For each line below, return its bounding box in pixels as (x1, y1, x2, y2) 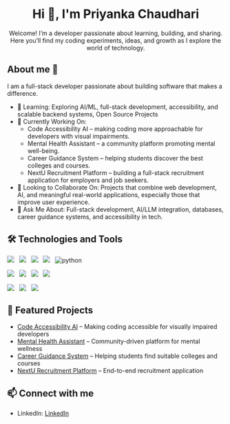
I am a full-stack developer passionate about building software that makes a (7, 82, 222, 90)
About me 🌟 (7, 63, 59, 75)
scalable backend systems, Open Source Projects (17, 110, 158, 118)
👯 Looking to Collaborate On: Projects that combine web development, (17, 183, 217, 192)
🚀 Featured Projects (7, 304, 94, 316)
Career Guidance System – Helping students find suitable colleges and (17, 352, 218, 361)
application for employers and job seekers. (27, 176, 149, 184)
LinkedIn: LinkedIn (17, 410, 70, 418)
